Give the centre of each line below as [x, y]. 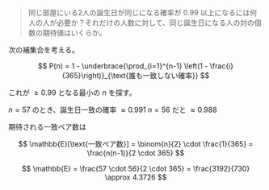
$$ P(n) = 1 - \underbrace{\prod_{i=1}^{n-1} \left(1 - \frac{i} [136, 66]
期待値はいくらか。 [74, 33]
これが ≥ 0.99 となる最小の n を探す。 [72, 93]
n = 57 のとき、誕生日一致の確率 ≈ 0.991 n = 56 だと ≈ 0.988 [113, 109]
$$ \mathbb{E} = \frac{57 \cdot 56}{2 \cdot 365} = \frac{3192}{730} [136, 169]
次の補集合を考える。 [44, 50]
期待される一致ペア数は [47, 127]
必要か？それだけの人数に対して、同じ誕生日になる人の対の [155, 23]
